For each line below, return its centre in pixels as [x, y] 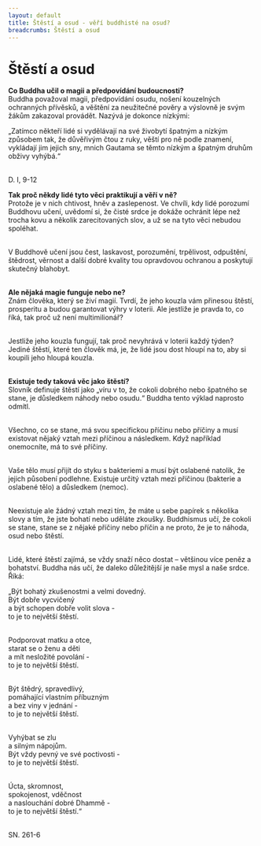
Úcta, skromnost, [36, 786]
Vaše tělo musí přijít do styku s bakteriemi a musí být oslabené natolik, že [127, 471]
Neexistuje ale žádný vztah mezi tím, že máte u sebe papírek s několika [123, 511]
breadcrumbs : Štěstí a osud [54, 30]
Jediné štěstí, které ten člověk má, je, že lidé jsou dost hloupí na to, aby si [127, 349]
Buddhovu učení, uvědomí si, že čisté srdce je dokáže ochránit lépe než [125, 212]
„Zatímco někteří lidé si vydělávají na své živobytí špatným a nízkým [118, 131]
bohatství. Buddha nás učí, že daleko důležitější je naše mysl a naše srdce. [129, 568]
